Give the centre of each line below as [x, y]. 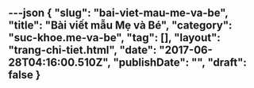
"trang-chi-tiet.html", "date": [83, 50]
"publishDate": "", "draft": [180, 63]
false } [25, 75]
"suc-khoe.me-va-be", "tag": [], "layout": [114, 38]
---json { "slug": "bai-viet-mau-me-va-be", [118, 13]
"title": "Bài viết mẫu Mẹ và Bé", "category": [120, 26]
